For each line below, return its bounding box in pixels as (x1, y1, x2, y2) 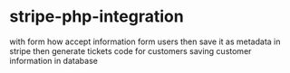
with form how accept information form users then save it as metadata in (9, 36, 281, 47)
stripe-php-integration (9, 6, 184, 27)
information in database (9, 55, 98, 66)
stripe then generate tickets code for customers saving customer (9, 45, 252, 56)
